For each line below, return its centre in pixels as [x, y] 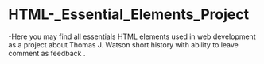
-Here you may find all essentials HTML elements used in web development [132, 36]
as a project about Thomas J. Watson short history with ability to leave [123, 44]
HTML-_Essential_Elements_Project [128, 15]
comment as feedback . [47, 53]
